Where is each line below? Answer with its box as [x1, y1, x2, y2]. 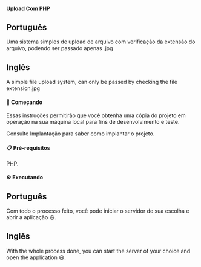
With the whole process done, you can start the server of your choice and [6, 247, 191, 254]
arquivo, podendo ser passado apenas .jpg [6, 45, 113, 52]
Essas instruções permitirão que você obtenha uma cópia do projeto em [6, 112, 186, 119]
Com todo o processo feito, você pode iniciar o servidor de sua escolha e [6, 207, 189, 214]
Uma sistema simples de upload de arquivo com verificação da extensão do [6, 38, 196, 45]
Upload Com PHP [6, 5, 50, 12]
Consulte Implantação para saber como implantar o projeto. [6, 130, 155, 137]
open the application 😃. [6, 254, 67, 261]
